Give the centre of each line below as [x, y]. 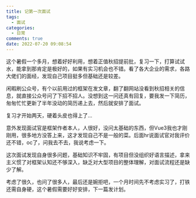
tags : [13, 17]
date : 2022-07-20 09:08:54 [39, 44]
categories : [20, 28]
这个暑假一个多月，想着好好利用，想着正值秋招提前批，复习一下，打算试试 [95, 61]
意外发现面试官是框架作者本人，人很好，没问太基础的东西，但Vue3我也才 [94, 128]
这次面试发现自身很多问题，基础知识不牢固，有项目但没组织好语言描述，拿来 [98, 155]
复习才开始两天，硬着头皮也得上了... [49, 115]
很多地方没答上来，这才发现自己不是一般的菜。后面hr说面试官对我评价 [106, 135]
